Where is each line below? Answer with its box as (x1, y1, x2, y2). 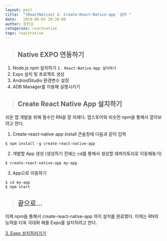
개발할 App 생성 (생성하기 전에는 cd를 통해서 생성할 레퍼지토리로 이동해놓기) (12, 150, 162, 156)
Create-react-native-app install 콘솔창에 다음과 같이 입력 (12, 131, 126, 137)
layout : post (5, 7, 33, 13)
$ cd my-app (5, 180, 30, 185)
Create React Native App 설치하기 (17, 100, 122, 108)
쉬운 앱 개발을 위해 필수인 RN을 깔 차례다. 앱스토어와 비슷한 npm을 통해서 (5, 114, 149, 120)
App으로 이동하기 (12, 170, 47, 176)
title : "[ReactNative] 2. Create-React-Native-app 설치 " (5, 12, 131, 17)
